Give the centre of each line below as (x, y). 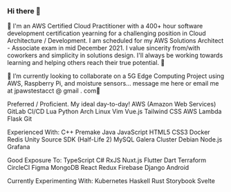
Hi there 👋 (24, 11)
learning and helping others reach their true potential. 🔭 (86, 63)
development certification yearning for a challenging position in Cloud (107, 33)
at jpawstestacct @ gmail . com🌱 (54, 91)
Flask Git (20, 119)
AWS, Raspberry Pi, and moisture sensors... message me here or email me (113, 84)
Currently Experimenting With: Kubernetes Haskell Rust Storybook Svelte (111, 181)
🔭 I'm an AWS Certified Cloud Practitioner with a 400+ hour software (105, 26)
